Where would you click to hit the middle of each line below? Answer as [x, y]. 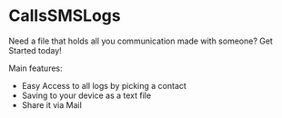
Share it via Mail [52, 104]
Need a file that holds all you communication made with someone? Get [141, 41]
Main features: [35, 68]
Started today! [35, 50]
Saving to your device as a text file [86, 95]
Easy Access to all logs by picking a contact [104, 85]
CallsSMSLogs [65, 16]
